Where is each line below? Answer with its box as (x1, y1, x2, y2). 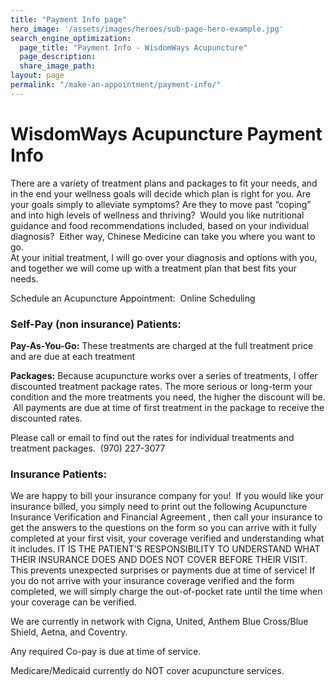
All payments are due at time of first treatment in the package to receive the (12, 401, 325, 413)
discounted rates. (10, 412, 83, 424)
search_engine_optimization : (10, 33, 132, 43)
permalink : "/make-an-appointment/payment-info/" (10, 80, 222, 90)
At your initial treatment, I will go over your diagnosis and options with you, (10, 251, 318, 263)
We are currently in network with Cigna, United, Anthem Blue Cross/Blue (10, 616, 309, 628)
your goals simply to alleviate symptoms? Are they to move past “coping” (10, 198, 312, 210)
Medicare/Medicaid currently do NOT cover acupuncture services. (10, 665, 285, 677)
